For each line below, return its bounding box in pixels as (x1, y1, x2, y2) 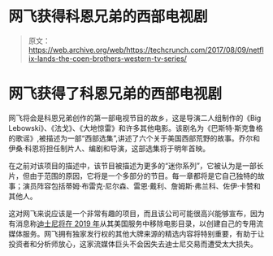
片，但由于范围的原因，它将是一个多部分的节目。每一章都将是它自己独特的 (8, 171, 258, 180)
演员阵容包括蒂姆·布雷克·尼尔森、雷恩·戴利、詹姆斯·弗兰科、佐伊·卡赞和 (22, 180, 262, 191)
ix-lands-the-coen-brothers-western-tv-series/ (28, 54, 187, 63)
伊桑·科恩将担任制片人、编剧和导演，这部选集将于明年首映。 (8, 143, 210, 153)
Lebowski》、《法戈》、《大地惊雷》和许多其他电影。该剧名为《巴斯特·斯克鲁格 (8, 123, 263, 132)
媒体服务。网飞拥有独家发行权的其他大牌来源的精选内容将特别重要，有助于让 (8, 228, 265, 238)
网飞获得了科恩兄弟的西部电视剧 (8, 85, 223, 103)
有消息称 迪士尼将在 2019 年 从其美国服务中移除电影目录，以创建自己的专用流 (8, 219, 264, 228)
